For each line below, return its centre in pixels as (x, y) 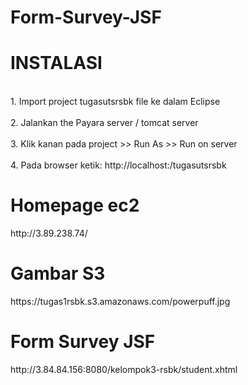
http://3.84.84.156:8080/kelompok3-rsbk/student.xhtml (124, 369)
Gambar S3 (58, 273)
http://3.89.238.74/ (49, 233)
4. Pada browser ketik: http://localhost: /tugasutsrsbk (118, 165)
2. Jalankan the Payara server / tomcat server (104, 123)
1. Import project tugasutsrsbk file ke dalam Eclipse (115, 102)
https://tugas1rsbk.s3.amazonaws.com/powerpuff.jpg (120, 301)
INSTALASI (56, 63)
